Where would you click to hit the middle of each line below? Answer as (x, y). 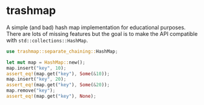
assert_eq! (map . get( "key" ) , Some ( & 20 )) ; (58, 85)
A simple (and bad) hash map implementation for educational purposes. (96, 27)
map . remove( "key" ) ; (31, 91)
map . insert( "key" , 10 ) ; (36, 68)
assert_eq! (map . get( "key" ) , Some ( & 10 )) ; (58, 73)
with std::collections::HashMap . (47, 40)
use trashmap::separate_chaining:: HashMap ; (62, 51)
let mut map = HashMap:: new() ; (46, 62)
